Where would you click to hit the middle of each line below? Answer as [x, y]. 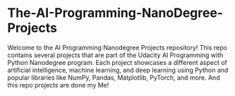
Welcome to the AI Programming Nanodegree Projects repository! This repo [117, 47]
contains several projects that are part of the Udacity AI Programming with [115, 55]
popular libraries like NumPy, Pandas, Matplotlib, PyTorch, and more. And [114, 77]
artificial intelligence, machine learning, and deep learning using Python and [118, 70]
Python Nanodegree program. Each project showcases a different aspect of [117, 62]
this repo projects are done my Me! [58, 85]
